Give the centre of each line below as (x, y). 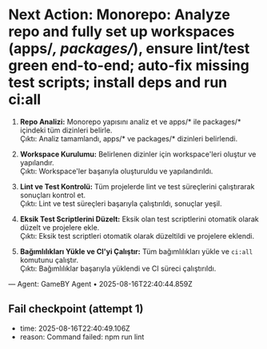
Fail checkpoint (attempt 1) (76, 309)
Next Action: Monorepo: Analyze (119, 15)
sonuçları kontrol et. (53, 195)
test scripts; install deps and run (118, 83)
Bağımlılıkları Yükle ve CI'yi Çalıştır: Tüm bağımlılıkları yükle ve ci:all (136, 251)
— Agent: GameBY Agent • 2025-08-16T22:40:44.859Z (101, 284)
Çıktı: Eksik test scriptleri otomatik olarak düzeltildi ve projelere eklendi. (137, 236)
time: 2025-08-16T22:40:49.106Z (75, 328)
